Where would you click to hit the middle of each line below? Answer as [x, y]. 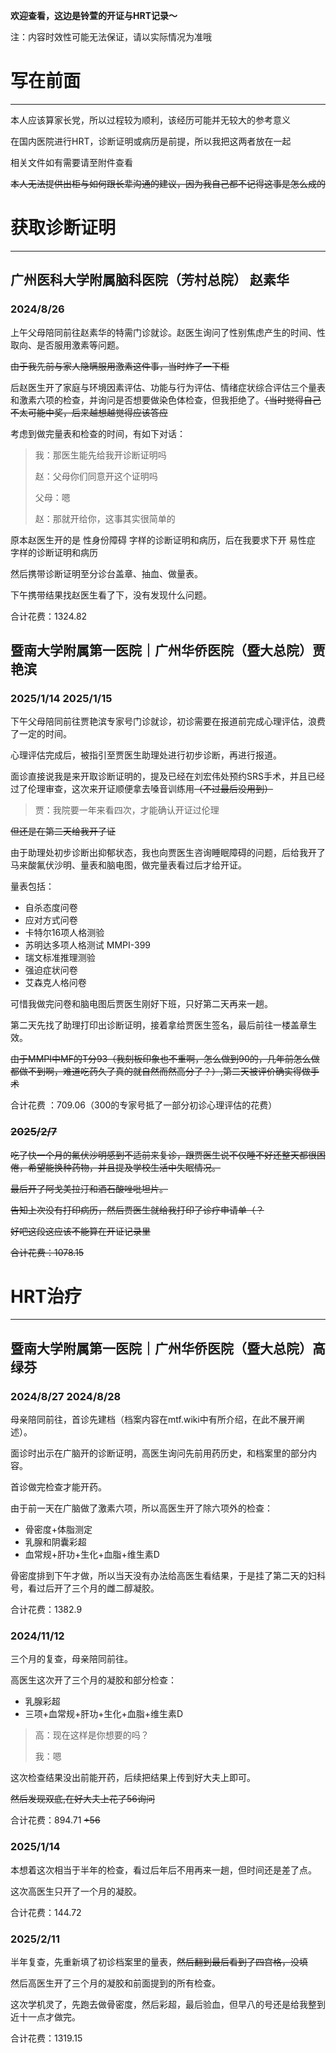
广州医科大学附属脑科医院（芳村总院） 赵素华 [150, 280]
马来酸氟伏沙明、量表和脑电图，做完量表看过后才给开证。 [128, 865]
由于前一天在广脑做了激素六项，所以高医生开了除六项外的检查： [141, 1508]
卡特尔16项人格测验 [64, 933]
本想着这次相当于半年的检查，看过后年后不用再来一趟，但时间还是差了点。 [163, 1870]
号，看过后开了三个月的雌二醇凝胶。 [85, 1588]
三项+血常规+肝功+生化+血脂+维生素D [104, 1714]
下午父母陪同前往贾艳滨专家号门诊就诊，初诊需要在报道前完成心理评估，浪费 [168, 721]
